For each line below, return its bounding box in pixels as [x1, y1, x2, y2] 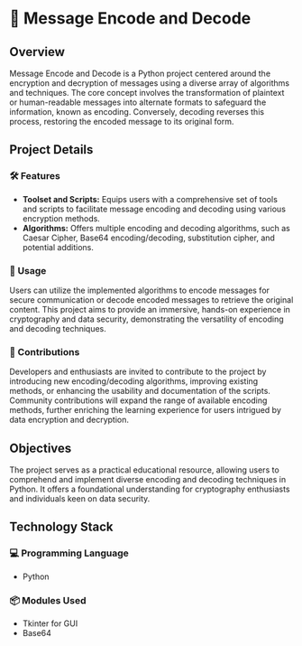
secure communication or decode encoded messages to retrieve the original [9, 294, 294, 305]
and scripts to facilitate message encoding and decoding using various [22, 203, 287, 214]
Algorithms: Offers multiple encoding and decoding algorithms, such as [22, 222, 290, 233]
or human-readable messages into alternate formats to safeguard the [9, 97, 267, 108]
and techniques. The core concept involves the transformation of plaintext [9, 88, 285, 98]
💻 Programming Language [9, 547, 129, 559]
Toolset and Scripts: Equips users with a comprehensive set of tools [22, 193, 278, 204]
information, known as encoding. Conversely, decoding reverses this [9, 107, 264, 117]
